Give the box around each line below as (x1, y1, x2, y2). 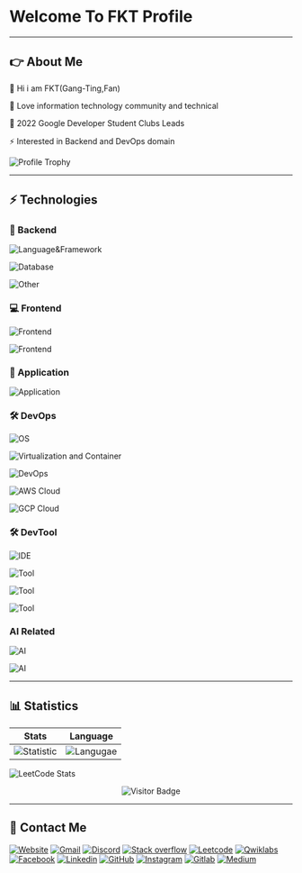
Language (69, 730, 114, 742)
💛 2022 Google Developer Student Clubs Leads (9, 117, 185, 128)
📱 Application (9, 366, 70, 378)
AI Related (9, 624, 56, 637)
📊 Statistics (9, 698, 79, 714)
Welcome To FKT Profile (9, 6, 193, 27)
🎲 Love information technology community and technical (9, 100, 218, 111)
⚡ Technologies (9, 192, 98, 208)
